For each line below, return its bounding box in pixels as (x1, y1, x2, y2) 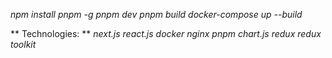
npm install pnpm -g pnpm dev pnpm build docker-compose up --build (10, 9, 303, 20)
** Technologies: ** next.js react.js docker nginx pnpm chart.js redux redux (10, 28, 322, 39)
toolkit (10, 39, 37, 50)
